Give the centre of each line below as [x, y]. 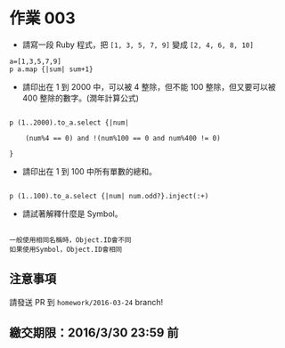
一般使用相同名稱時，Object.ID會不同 [70, 240]
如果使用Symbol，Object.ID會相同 [66, 249]
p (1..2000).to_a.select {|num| [69, 122]
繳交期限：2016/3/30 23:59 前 [94, 333]
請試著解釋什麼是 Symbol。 [72, 214]
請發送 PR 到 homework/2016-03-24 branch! [86, 302]
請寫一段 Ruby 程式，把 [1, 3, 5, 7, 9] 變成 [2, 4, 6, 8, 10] [138, 45]
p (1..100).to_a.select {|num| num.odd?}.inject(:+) [109, 196]
